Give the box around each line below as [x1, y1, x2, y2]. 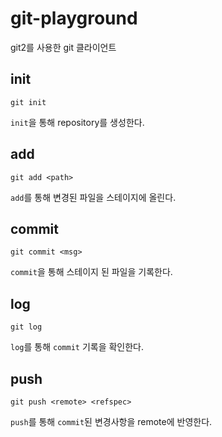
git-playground [10, 7, 138, 30]
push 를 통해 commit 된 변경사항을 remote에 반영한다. [10, 416, 213, 427]
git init [10, 97, 47, 107]
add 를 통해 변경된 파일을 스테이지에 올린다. [10, 191, 177, 203]
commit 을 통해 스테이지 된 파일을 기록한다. [10, 266, 173, 278]
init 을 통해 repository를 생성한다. [10, 116, 145, 128]
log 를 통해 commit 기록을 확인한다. [10, 341, 145, 353]
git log [10, 322, 43, 332]
